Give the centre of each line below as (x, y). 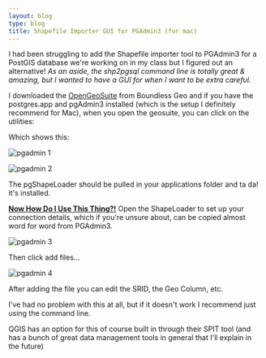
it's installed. (30, 193)
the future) (26, 347)
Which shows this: (39, 137)
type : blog (27, 24)
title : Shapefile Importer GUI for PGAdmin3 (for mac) (103, 31)
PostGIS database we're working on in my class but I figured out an (121, 63)
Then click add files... (44, 257)
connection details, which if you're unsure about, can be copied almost (127, 218)
